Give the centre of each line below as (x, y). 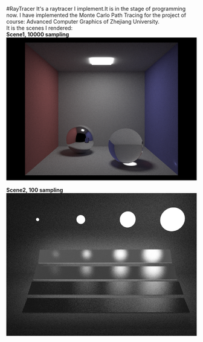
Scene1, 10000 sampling (38, 34)
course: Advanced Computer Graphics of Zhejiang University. (83, 21)
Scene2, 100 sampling (35, 190)
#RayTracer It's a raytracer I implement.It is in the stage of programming (96, 9)
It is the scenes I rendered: (40, 28)
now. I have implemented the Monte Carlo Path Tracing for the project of (96, 15)
